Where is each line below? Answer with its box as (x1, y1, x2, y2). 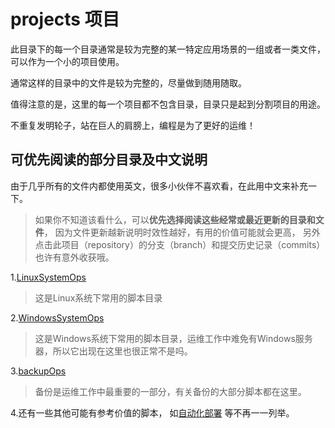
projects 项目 (10, 8, 120, 31)
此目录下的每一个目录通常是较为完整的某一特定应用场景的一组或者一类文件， (10, 43, 326, 55)
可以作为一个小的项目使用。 (10, 55, 125, 67)
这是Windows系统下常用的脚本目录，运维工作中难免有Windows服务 (34, 332, 313, 344)
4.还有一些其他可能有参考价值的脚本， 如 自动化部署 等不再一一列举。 (10, 406, 295, 419)
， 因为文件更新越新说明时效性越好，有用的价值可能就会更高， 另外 (43, 226, 321, 238)
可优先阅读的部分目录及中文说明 (10, 151, 208, 169)
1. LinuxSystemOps (10, 271, 87, 283)
